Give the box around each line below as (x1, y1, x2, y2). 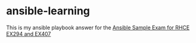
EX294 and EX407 (6, 30, 51, 37)
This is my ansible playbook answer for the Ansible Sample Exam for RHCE (6, 24, 190, 31)
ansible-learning (6, 4, 91, 18)
